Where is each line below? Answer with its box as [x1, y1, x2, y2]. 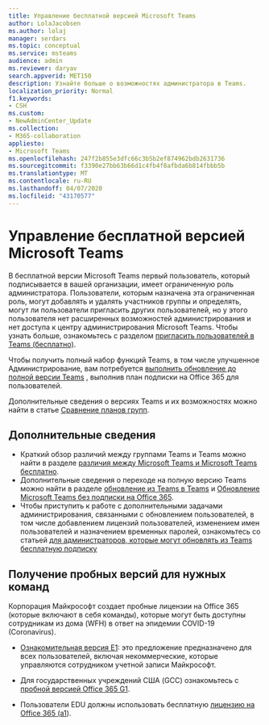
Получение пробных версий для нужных [8, 567, 226, 581]
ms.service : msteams [8, 49, 78, 57]
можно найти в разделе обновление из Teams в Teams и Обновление [19, 484, 260, 493]
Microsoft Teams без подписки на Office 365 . [19, 492, 175, 502]
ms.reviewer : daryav [8, 65, 78, 73]
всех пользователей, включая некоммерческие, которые [19, 652, 219, 661]
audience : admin [8, 57, 63, 65]
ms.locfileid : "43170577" [8, 191, 95, 200]
